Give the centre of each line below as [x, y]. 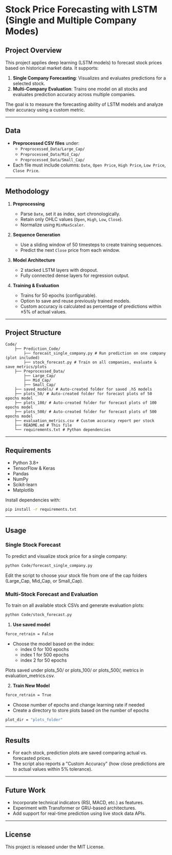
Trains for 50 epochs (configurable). [59, 295]
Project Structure [33, 333]
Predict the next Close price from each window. [70, 250]
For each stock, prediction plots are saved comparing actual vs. [80, 753]
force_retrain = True [28, 695]
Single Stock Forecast [33, 545]
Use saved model [31, 624]
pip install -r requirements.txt [41, 510]
